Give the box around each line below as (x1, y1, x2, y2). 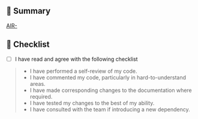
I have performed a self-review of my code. (29, 67, 137, 75)
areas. (29, 80, 46, 87)
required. (29, 93, 53, 100)
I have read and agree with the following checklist (14, 55, 138, 63)
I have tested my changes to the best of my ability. (29, 99, 155, 106)
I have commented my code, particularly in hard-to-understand (29, 73, 187, 81)
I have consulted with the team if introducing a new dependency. (29, 106, 190, 113)
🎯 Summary (6, 6, 51, 16)
